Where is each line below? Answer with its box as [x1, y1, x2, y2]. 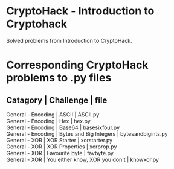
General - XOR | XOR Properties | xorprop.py [6, 143, 117, 150]
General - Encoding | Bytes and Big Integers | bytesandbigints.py [6, 130, 168, 137]
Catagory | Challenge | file [6, 95, 108, 105]
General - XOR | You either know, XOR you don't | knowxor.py [6, 156, 159, 163]
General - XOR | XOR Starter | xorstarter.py [6, 136, 113, 144]
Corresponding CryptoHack [6, 59, 149, 72]
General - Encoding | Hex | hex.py [6, 117, 91, 124]
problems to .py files [6, 71, 112, 85]
